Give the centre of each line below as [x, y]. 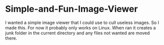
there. [11, 38]
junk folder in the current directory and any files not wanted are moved [78, 33]
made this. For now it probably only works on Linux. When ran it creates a [81, 27]
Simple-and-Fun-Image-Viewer [72, 9]
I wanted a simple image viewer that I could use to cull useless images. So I [82, 22]
